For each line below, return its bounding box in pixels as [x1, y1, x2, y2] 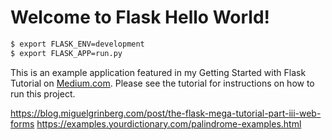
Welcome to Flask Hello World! [10, 6, 270, 29]
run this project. [10, 87, 76, 100]
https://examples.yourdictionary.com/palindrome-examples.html [36, 117, 302, 130]
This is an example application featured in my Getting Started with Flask [10, 66, 307, 78]
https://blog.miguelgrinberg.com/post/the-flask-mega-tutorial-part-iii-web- [10, 107, 322, 119]
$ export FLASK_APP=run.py [10, 48, 123, 58]
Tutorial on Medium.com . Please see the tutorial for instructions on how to [10, 77, 315, 89]
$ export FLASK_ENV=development [10, 39, 145, 49]
